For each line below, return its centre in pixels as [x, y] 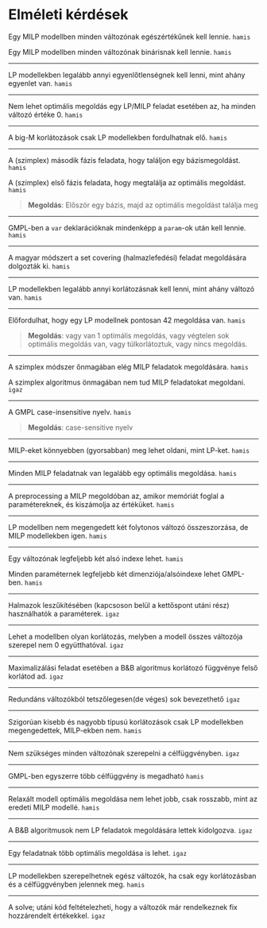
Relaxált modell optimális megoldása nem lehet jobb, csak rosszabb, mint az [133, 798]
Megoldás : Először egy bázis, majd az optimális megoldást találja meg [143, 205]
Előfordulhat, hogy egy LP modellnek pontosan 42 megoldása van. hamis [127, 320]
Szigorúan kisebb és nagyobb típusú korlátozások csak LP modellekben [126, 721]
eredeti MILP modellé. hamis [54, 807]
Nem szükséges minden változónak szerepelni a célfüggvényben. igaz [124, 753]
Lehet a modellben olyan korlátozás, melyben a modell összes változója [126, 636]
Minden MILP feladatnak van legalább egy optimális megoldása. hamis [122, 473]
